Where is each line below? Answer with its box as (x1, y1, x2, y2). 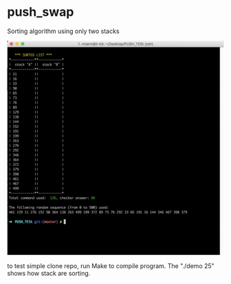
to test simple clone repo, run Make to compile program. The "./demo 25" (7, 262, 214, 270)
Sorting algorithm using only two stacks (7, 27, 120, 35)
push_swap (7, 4, 74, 20)
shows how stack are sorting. (7, 270, 91, 278)
